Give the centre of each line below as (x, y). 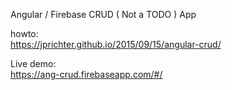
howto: (24, 33)
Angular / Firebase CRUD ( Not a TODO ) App (103, 14)
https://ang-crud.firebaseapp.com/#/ (86, 74)
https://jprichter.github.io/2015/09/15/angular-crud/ (116, 44)
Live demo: (33, 63)
